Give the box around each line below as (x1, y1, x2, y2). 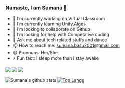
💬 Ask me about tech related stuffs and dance (12, 37, 107, 43)
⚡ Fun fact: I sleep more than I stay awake (12, 55, 99, 61)
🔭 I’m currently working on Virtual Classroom (12, 16, 105, 22)
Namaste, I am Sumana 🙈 (5, 4, 67, 11)
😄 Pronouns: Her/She (12, 50, 58, 56)
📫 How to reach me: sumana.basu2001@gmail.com (12, 42, 120, 49)
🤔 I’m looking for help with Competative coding (12, 32, 109, 38)
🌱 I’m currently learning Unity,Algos (12, 21, 86, 27)
